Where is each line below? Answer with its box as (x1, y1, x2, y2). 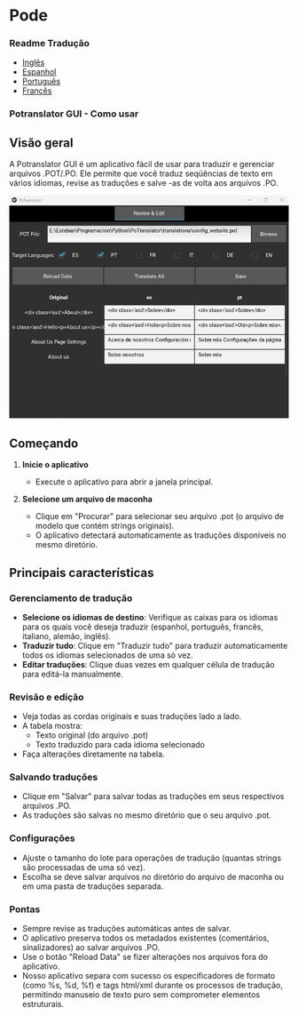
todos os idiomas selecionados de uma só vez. (21, 650, 193, 660)
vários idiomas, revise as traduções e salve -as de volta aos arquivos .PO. (9, 178, 278, 188)
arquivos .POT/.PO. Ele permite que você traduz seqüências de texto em (9, 168, 273, 179)
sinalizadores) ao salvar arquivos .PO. (21, 942, 161, 953)
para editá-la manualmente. (21, 668, 123, 679)
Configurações (9, 832, 75, 844)
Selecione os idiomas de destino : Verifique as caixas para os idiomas (21, 612, 278, 622)
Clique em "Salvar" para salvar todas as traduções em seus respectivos (21, 791, 285, 802)
